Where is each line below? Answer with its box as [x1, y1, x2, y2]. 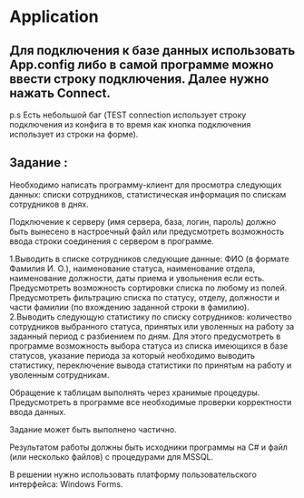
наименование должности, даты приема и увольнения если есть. [9, 272, 265, 283]
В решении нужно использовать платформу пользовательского [9, 469, 257, 480]
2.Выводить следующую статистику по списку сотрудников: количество [9, 311, 292, 322]
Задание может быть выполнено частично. [9, 423, 177, 434]
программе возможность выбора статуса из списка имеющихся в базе [9, 340, 289, 351]
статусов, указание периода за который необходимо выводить [9, 350, 256, 361]
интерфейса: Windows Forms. [9, 478, 123, 489]
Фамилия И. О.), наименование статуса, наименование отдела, [9, 262, 256, 274]
